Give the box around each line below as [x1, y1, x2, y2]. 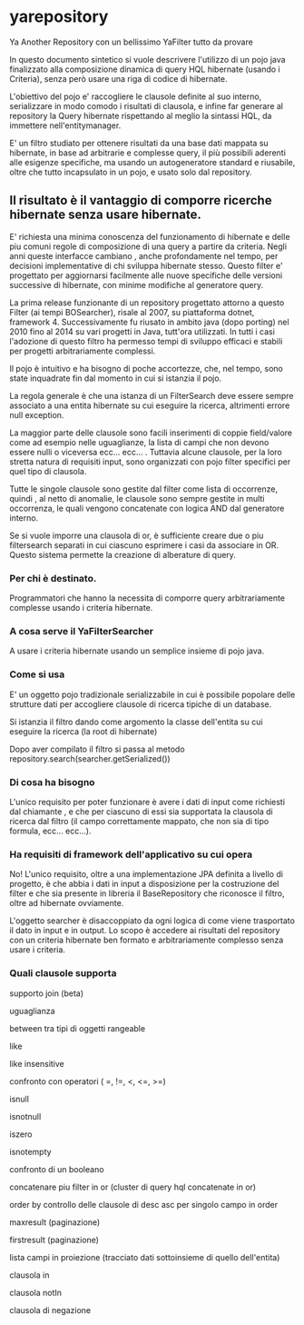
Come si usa [9, 668, 65, 681]
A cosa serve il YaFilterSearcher [9, 624, 154, 637]
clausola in [9, 1270, 50, 1280]
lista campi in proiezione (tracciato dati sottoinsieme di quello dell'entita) [9, 1251, 280, 1262]
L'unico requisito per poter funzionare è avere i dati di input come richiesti [9, 796, 286, 807]
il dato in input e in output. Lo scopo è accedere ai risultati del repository [9, 925, 280, 936]
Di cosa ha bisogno [9, 775, 95, 788]
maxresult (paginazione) [9, 1216, 101, 1228]
